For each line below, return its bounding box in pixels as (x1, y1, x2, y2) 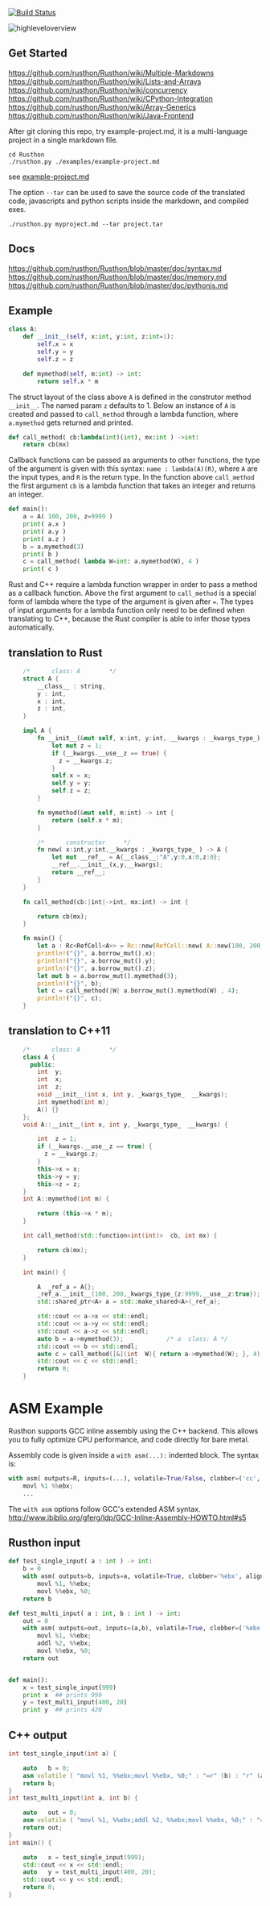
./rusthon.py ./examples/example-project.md (8, 157, 160, 165)
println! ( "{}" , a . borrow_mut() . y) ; (37, 956, 157, 965)
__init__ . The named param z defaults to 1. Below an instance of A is (8, 400, 236, 410)
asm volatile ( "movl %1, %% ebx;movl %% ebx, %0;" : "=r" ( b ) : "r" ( (22, 1771, 261, 1779)
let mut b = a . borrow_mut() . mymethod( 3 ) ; (37, 972, 178, 980)
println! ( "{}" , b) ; (37, 980, 103, 988)
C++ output (8, 1728, 67, 1742)
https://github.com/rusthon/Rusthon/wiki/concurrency (8, 85, 188, 94)
